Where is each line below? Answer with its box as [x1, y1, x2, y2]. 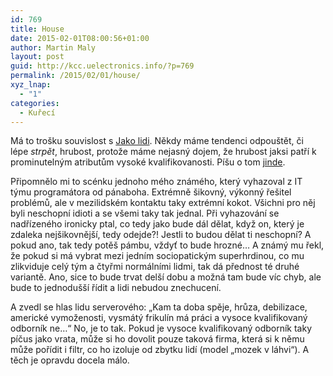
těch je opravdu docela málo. [10, 354, 130, 366]
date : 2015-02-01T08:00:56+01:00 [10, 33, 150, 43]
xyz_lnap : [10, 80, 52, 90]
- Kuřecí [19, 107, 56, 118]
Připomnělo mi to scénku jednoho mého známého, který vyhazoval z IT [10, 176, 303, 188]
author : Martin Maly [10, 42, 97, 53]
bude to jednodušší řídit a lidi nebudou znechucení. [10, 282, 222, 294]
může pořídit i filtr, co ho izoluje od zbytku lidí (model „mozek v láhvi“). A [10, 344, 310, 356]
